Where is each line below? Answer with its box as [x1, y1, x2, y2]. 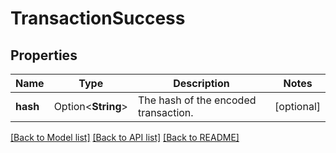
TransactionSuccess [10, 7, 186, 30]
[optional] [274, 100, 321, 113]
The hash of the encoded [137, 93, 257, 107]
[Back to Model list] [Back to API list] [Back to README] [10, 132, 240, 143]
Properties [10, 47, 78, 64]
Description [173, 77, 230, 90]
